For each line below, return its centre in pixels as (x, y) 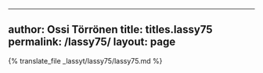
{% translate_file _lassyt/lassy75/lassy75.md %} (85, 60)
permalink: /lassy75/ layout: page (92, 42)
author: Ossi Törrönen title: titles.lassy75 (110, 29)
